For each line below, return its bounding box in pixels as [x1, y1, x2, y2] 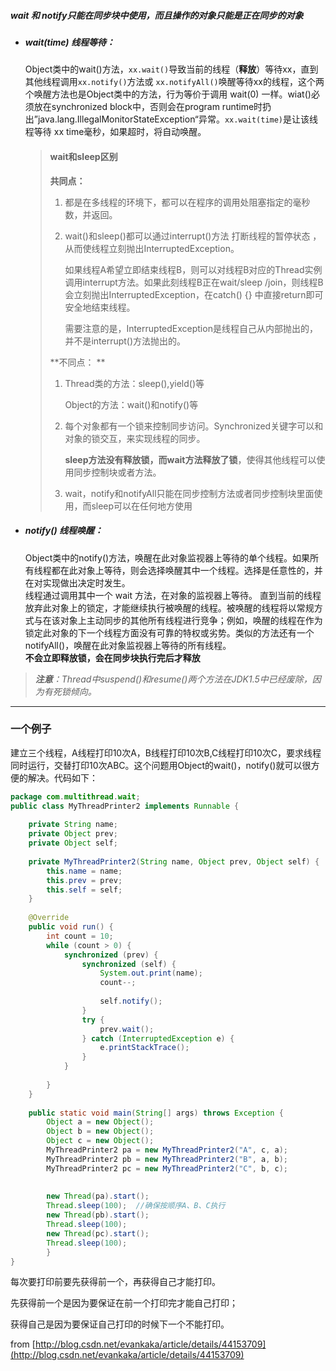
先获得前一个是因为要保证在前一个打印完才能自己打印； [10, 1297, 238, 1309]
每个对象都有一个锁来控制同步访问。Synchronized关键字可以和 [64, 420, 324, 432]
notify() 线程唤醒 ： [24, 525, 104, 537]
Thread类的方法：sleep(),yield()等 [64, 377, 205, 389]
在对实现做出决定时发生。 [24, 576, 131, 589]
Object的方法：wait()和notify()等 [64, 398, 199, 410]
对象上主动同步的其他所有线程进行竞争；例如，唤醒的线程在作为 [59, 614, 323, 626]
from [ [10, 1338, 36, 1350]
